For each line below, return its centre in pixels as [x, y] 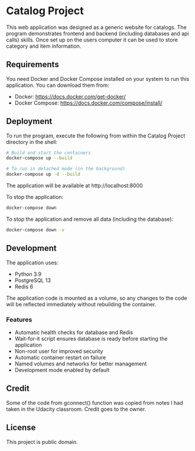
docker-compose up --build [39, 158]
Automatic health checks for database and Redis [74, 332]
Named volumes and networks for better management [81, 364]
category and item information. [44, 46]
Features [19, 319]
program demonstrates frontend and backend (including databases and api [97, 33]
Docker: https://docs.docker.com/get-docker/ [70, 96]
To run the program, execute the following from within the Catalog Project [96, 135]
